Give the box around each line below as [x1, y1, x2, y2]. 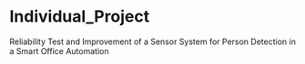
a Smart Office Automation [9, 45, 109, 56]
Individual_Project [9, 6, 150, 27]
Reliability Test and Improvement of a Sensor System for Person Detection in [9, 36, 296, 47]
